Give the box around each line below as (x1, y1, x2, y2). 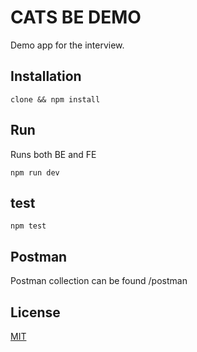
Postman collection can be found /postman (10, 275, 188, 287)
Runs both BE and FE (10, 148, 97, 160)
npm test (10, 221, 47, 231)
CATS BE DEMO (10, 6, 142, 29)
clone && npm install (10, 94, 101, 105)
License (10, 304, 61, 321)
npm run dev (10, 167, 60, 178)
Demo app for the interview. (10, 39, 125, 51)
